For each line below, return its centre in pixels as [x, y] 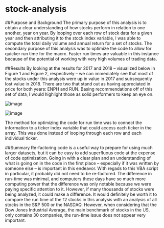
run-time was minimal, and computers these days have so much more [75, 179]
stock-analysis [36, 9]
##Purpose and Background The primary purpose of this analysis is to [76, 22]
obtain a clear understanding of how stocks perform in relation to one [75, 27]
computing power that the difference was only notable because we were [78, 184]
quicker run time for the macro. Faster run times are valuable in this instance [82, 53]
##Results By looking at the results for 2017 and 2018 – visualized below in [80, 68]
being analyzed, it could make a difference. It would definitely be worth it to [81, 194]
